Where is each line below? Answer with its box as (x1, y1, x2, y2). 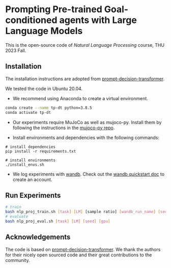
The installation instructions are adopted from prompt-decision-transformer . (5, 75, 165, 82)
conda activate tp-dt (5, 110, 51, 115)
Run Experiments (5, 191, 61, 199)
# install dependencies (5, 144, 56, 150)
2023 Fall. (5, 47, 26, 53)
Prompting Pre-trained (5, 4, 103, 15)
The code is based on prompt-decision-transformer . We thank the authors (5, 246, 161, 252)
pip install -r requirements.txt (5, 148, 76, 154)
